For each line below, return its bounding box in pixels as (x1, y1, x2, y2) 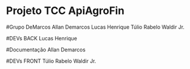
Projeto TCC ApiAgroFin (6, 4, 125, 18)
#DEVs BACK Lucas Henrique (6, 34, 77, 42)
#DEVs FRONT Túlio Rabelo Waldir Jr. (6, 57, 96, 64)
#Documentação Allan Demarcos (6, 46, 86, 53)
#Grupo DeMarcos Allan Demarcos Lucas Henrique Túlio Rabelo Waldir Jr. (6, 23, 185, 30)
